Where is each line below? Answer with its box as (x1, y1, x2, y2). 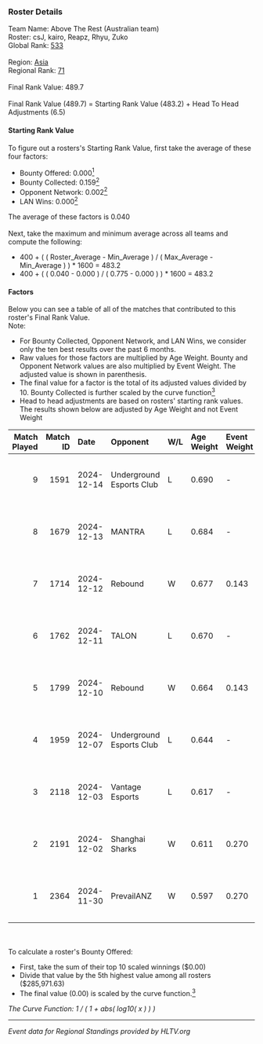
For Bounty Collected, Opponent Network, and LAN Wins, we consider (19, 336, 247, 346)
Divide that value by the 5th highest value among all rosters (19, 970, 211, 980)
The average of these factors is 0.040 (8, 212, 131, 222)
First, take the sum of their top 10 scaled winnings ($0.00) (19, 962, 206, 972)
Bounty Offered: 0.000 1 (19, 167, 95, 178)
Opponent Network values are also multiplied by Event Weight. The (19, 361, 236, 371)
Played (12, 441, 38, 452)
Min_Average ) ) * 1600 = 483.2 (19, 261, 121, 270)
